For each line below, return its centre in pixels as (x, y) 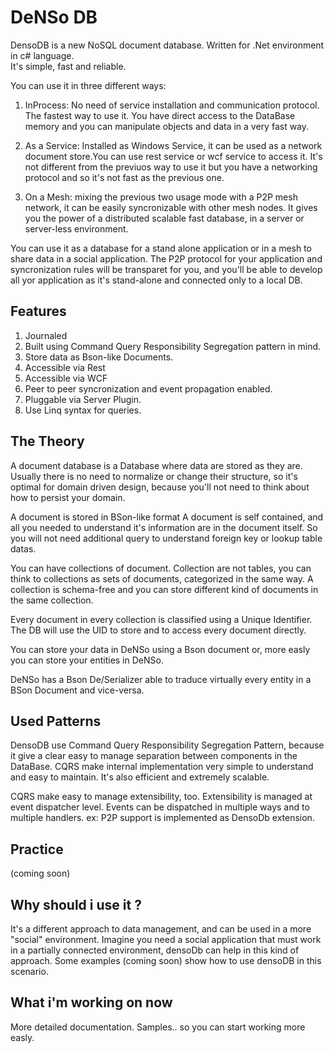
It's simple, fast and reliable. (68, 66)
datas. (23, 548)
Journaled (46, 335)
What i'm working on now (91, 1002)
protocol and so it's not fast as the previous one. (124, 177)
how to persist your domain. (68, 497)
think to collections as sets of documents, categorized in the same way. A (162, 578)
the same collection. (52, 600)
